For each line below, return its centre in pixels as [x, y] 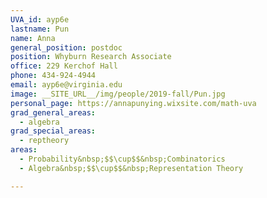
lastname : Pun [40, 29]
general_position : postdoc [66, 47]
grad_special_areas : [53, 131]
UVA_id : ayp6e [40, 19]
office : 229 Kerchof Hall [64, 66]
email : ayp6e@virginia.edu [66, 85]
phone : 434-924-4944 [53, 76]
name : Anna [33, 38]
